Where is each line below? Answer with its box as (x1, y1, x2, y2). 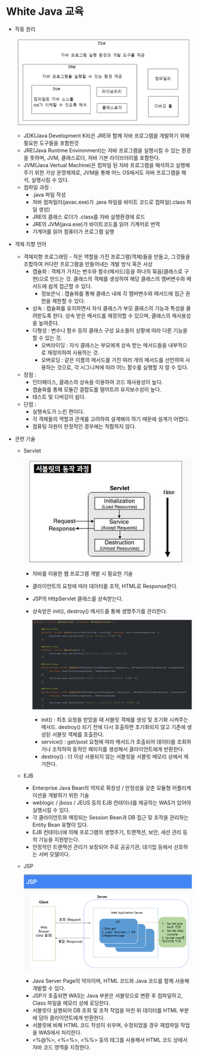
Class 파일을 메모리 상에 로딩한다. (32, 999, 110, 1006)
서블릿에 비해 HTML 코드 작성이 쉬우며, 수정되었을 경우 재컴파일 (32, 1022, 179, 1028)
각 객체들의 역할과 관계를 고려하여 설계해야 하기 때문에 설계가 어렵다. (32, 416, 190, 423)
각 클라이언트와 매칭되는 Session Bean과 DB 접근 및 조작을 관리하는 (32, 814, 189, 821)
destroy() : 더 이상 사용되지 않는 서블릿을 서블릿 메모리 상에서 (41, 753, 183, 760)
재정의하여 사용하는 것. (47, 349, 100, 357)
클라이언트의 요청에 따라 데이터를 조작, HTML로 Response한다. (32, 582, 178, 590)
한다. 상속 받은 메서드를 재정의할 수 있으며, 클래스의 (52, 312, 171, 319)
